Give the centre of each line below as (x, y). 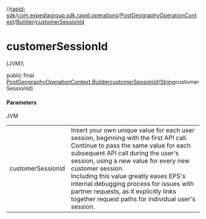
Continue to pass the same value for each (131, 146)
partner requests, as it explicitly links (124, 191)
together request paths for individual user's (133, 199)
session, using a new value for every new (130, 161)
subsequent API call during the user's (125, 154)
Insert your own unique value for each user (133, 130)
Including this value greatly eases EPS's (128, 176)
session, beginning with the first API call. (129, 138)
